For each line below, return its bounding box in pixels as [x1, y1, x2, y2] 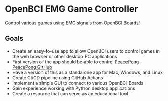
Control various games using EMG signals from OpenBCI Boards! [5, 20, 140, 26]
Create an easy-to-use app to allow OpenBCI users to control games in [12, 47, 160, 54]
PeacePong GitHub [12, 64, 52, 70]
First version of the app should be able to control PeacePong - [12, 59, 142, 65]
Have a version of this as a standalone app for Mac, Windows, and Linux [12, 69, 163, 75]
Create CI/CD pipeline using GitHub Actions [12, 74, 103, 81]
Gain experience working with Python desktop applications [12, 85, 135, 91]
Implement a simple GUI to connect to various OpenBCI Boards [12, 80, 144, 86]
